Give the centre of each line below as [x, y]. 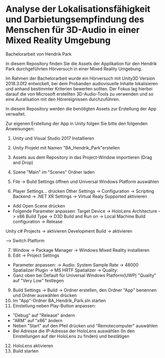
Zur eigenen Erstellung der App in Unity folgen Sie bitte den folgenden [77, 123]
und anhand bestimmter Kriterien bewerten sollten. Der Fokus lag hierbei [79, 89]
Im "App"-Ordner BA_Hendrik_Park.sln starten [59, 300]
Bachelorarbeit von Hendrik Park [39, 54]
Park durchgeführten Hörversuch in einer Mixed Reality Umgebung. [74, 69]
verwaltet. [16, 114]
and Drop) [23, 162]
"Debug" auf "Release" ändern [44, 315]
